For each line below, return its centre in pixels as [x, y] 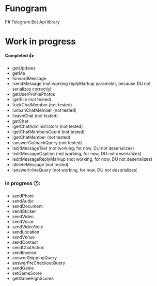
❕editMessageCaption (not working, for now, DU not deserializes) [77, 154]
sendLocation [26, 232]
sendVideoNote [28, 227]
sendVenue [24, 237]
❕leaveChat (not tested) [35, 116]
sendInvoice [24, 252]
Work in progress [40, 42]
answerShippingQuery [34, 257]
